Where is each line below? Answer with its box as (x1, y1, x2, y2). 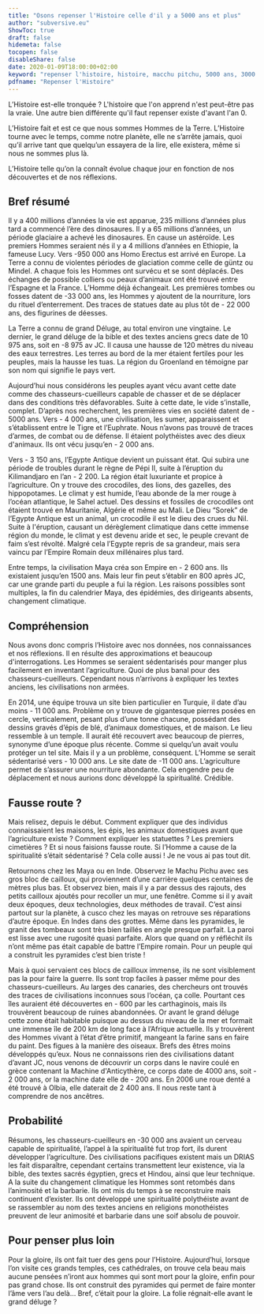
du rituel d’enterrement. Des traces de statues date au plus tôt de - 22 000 (8, 300, 251, 309)
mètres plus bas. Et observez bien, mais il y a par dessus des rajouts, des (8, 882, 247, 892)
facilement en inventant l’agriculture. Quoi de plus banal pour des (8, 666, 221, 675)
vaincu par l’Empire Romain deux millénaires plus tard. (8, 547, 184, 557)
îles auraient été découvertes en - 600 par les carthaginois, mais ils (8, 999, 227, 1008)
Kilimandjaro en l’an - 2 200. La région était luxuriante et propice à (8, 472, 223, 481)
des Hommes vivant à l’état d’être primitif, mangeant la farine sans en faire (8, 1033, 250, 1042)
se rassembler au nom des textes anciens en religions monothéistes (8, 1203, 229, 1212)
